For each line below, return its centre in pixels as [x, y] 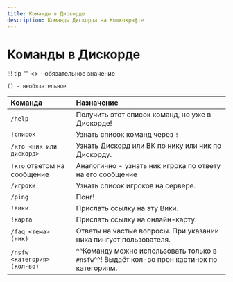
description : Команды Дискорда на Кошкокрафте [76, 20]
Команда [27, 103]
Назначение [97, 103]
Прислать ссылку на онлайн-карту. [136, 219]
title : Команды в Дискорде [46, 14]
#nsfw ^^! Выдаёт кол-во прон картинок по [147, 260]
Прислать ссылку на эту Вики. [127, 208]
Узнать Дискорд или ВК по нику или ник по [149, 146]
